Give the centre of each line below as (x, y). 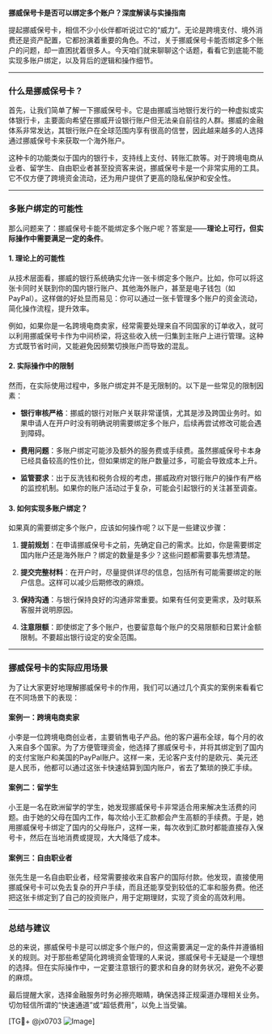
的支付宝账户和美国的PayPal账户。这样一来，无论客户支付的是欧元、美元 (130, 757)
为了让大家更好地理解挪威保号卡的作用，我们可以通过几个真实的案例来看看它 (136, 687)
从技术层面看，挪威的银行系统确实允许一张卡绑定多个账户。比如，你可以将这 (136, 278)
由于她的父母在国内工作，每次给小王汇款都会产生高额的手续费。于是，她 (143, 817)
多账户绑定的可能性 (46, 209)
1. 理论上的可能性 (37, 258)
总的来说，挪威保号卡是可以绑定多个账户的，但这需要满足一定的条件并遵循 (132, 947)
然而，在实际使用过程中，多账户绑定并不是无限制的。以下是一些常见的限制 (132, 386)
